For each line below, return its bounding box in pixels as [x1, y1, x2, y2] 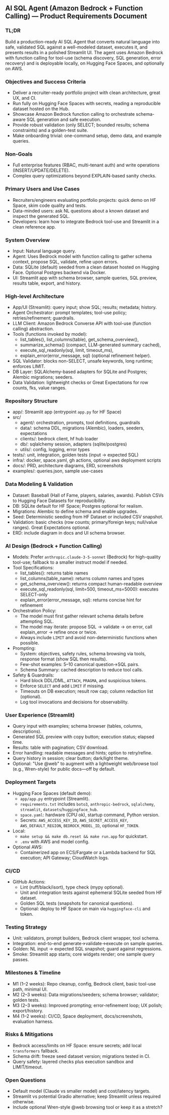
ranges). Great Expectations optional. [12, 524, 90, 530]
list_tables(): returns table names [20, 570, 88, 576]
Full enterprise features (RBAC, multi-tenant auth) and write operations [12, 162, 160, 168]
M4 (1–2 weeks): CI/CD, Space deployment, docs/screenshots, [12, 1013, 143, 1019]
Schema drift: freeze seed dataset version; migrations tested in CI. [12, 1053, 150, 1059]
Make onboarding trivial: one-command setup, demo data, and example [12, 132, 162, 139]
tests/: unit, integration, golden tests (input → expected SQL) [12, 452, 139, 458]
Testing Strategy [5, 923, 47, 930]
